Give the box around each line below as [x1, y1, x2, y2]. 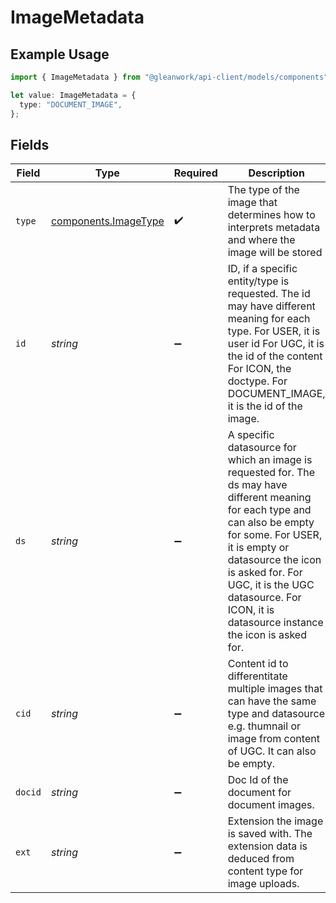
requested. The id [227, 287, 311, 301]
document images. [227, 798, 315, 812]
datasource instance [227, 616, 324, 630]
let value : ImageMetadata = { [10, 90, 137, 100]
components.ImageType [50, 214, 165, 228]
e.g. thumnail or [227, 719, 302, 733]
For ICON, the [227, 362, 292, 376]
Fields [10, 136, 50, 153]
